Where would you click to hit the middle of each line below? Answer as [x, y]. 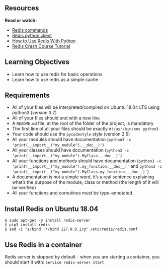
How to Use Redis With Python [44, 41]
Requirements [27, 95]
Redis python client [32, 35]
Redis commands [30, 30]
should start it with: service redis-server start [54, 262]
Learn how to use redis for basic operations [57, 74]
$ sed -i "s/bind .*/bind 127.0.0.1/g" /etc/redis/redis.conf [71, 229]
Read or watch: [21, 20]
